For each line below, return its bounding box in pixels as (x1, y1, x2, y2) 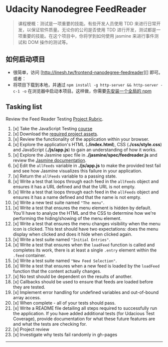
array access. (12, 294, 41, 300)
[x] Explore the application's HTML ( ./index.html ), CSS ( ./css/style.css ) (12, 141, 163, 147)
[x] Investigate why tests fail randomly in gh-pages (12, 332, 118, 338)
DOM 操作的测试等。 (27, 39, 71, 45)
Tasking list (5, 103, 42, 111)
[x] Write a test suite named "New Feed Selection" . (12, 258, 117, 263)
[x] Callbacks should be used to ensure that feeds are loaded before (12, 278, 154, 284)
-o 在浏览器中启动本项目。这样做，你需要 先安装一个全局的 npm (22, 88, 152, 94)
